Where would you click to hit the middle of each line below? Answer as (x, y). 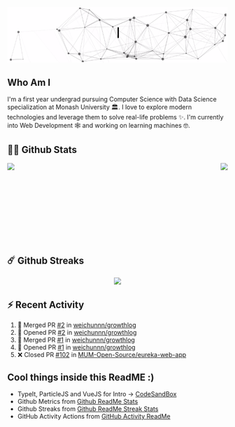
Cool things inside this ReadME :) (81, 377)
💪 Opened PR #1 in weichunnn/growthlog (76, 347)
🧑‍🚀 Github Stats (42, 150)
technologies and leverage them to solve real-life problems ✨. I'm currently (115, 117)
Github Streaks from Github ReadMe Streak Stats (88, 409)
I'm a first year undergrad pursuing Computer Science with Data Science (112, 99)
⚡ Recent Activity (46, 304)
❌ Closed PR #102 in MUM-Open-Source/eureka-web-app (102, 355)
